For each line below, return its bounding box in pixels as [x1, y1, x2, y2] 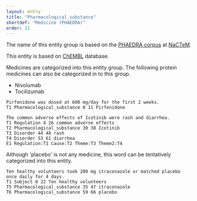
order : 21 [6, 25, 31, 31]
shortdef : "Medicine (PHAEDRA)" [6, 19, 86, 25]
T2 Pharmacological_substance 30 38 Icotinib [6, 125, 120, 131]
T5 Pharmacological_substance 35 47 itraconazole [6, 184, 131, 190]
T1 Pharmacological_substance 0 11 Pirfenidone [6, 104, 126, 111]
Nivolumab [14, 82, 41, 89]
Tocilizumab [14, 88, 45, 95]
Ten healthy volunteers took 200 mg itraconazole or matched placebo [6, 169, 181, 174]
